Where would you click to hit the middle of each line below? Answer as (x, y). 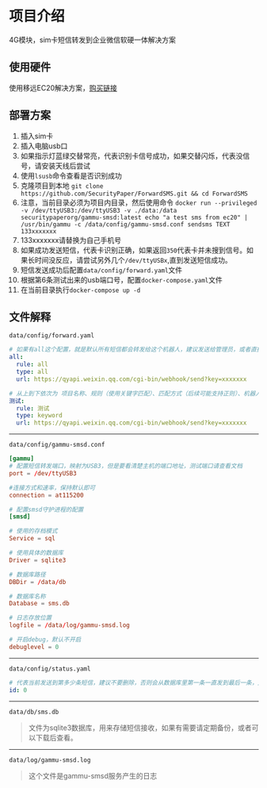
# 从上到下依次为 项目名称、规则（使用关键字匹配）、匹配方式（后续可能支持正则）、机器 (132, 394)
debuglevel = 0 (34, 647)
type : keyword (39, 416)
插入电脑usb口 (44, 146)
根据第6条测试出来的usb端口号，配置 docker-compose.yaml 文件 (121, 279)
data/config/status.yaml (50, 669)
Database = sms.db (39, 604)
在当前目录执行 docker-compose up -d (80, 290)
